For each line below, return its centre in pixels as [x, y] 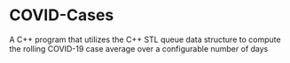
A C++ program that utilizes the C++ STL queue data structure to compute [145, 39]
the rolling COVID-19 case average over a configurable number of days [139, 48]
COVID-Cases [62, 15]
